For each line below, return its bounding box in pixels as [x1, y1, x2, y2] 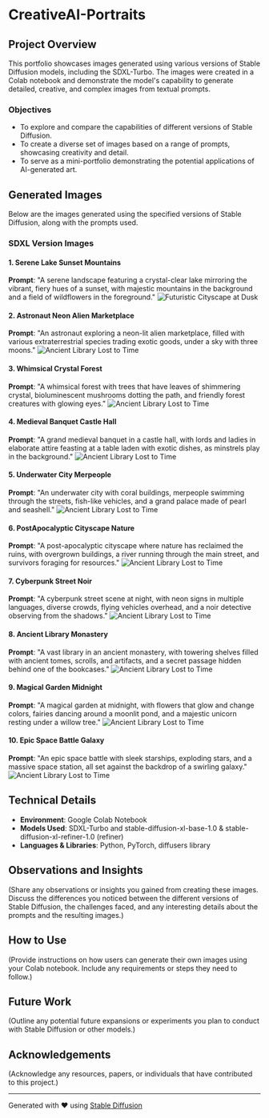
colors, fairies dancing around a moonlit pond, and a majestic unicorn [8, 708, 238, 718]
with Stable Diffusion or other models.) [8, 1024, 136, 1034]
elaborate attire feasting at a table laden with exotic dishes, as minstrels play [8, 443, 260, 453]
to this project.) [8, 1078, 58, 1088]
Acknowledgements [8, 1048, 111, 1061]
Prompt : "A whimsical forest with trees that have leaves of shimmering [8, 382, 241, 391]
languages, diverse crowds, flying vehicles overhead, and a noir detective [8, 603, 252, 612]
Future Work [8, 995, 72, 1008]
